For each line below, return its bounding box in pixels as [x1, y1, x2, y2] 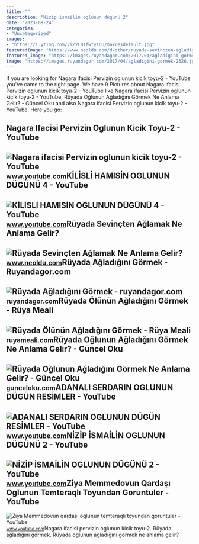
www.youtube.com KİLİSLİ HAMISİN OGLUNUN [6, 171, 170, 181]
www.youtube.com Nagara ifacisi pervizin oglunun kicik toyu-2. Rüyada [6, 525, 172, 532]
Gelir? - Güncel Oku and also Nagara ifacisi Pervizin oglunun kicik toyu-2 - [6, 99, 188, 107]
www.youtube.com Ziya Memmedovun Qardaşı [6, 478, 171, 488]
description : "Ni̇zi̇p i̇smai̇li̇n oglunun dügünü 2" [6, 14, 129, 20]
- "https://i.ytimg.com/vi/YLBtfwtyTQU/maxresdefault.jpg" [6, 42, 155, 48]
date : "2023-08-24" [6, 20, 54, 25]
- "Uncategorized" [6, 31, 52, 37]
